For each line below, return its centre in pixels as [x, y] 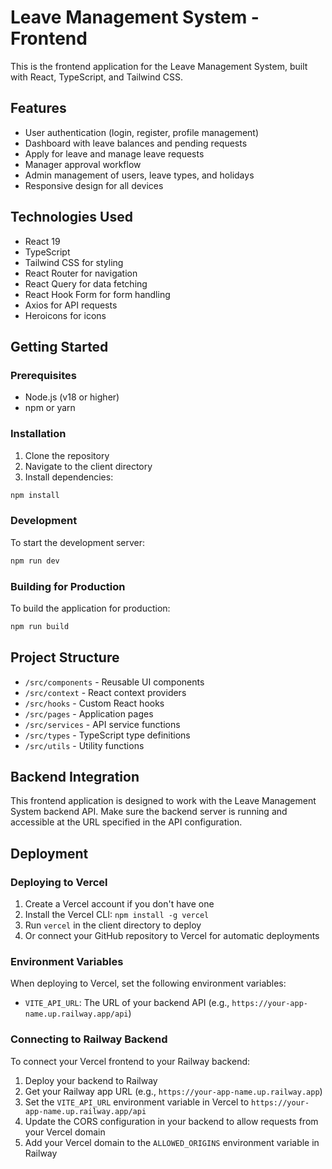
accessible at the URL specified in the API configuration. [126, 822]
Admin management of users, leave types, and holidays [139, 175]
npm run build [40, 626]
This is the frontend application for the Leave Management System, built [159, 66]
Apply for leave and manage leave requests [114, 153]
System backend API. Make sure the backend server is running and [149, 812]
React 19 [42, 241]
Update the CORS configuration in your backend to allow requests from [171, 1121]
